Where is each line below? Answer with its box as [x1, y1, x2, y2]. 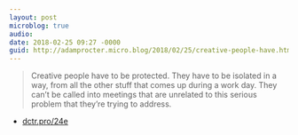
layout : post [9, 12, 58, 22]
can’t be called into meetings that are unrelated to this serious [30, 90, 257, 100]
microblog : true [9, 21, 69, 30]
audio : [9, 29, 34, 38]
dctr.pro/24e [21, 116, 68, 127]
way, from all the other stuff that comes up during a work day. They [30, 80, 278, 91]
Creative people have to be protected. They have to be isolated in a [30, 70, 277, 81]
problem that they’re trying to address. [30, 99, 172, 109]
